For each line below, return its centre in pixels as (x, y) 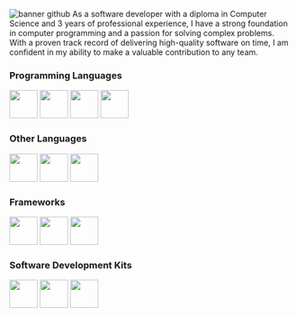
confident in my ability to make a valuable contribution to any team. (134, 52)
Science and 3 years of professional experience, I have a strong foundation (148, 23)
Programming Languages (66, 75)
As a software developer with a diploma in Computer (170, 14)
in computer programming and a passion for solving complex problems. (142, 33)
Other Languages (48, 139)
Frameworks (37, 202)
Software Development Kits (71, 265)
